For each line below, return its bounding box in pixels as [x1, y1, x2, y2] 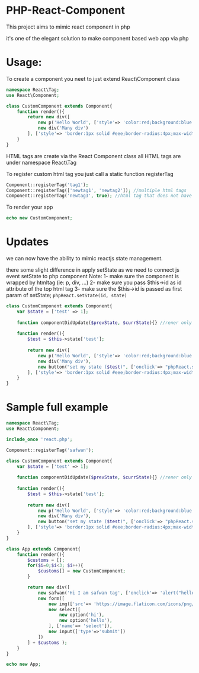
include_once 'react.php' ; [6, 436, 73, 442]
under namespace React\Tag [6, 159, 77, 166]
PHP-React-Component [6, 4, 126, 17]
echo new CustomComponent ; [6, 215, 73, 221]
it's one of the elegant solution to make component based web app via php [6, 34, 189, 42]
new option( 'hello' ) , [59, 618, 113, 624]
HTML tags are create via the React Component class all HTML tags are [6, 152, 181, 159]
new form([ [37, 595, 65, 601]
